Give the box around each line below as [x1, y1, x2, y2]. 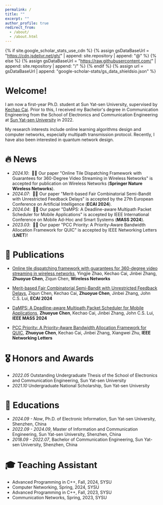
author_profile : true [5, 20, 49, 26]
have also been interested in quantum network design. [5, 137, 114, 143]
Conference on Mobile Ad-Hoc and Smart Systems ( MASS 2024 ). [12, 216, 145, 222]
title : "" [5, 12, 25, 17]
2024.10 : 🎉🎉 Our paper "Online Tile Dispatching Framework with [12, 170, 142, 176]
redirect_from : [5, 25, 36, 30]
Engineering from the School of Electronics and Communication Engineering [5, 111, 158, 117]
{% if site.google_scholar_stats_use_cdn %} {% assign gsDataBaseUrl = [5, 47, 149, 54]
